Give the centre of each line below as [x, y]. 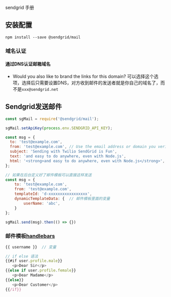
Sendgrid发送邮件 [34, 107]
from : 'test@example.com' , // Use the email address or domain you [83, 147]
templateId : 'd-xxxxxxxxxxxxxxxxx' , [53, 194]
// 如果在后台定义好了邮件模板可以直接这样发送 [49, 175]
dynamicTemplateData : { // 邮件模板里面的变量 [62, 199]
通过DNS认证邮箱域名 [28, 64]
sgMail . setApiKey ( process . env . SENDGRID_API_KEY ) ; [59, 128]
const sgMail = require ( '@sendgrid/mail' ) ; [52, 119]
